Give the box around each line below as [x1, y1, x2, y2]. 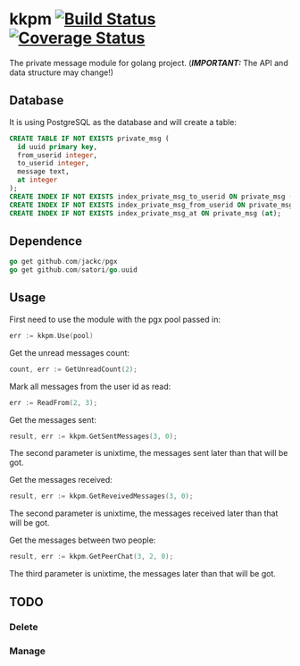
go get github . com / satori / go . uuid [9, 266, 138, 274]
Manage [9, 645, 46, 657]
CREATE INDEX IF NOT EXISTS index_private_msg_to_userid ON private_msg [9, 192, 286, 201]
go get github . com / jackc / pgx [9, 257, 118, 266]
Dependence [9, 233, 83, 249]
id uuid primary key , [17, 142, 98, 151]
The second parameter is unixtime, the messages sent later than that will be [9, 448, 288, 459]
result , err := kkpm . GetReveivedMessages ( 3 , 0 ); [9, 492, 194, 501]
